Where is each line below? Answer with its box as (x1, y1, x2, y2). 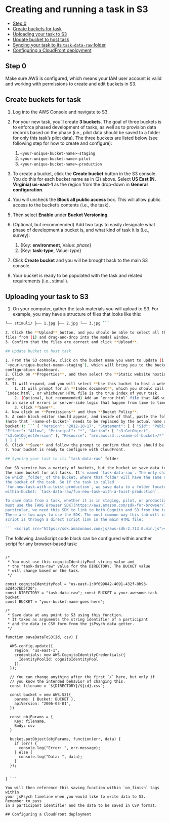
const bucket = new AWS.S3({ (10, 692, 71, 697)
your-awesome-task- (118, 590, 159, 595)
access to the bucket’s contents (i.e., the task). (12, 201, 110, 208)
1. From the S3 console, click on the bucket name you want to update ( (5, 358, 162, 363)
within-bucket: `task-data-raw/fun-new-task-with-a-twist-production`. (5, 489, 159, 494)
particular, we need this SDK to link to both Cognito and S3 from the (5, 508, 159, 513)
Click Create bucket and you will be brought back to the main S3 (12, 257, 148, 263)
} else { (14, 750, 33, 755)
